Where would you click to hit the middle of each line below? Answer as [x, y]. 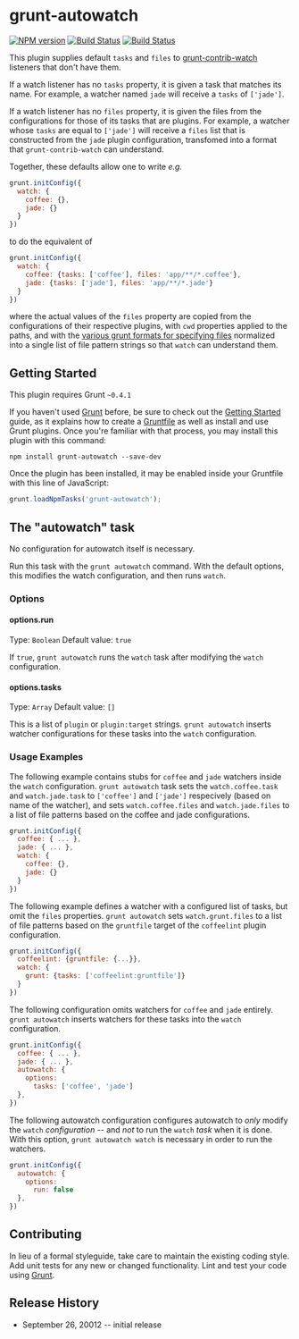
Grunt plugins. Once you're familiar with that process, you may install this [144, 431]
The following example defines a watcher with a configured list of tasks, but [149, 906]
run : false [53, 1190]
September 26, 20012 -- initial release [92, 1325]
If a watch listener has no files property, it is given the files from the [136, 111]
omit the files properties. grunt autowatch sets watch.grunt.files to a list [146, 915]
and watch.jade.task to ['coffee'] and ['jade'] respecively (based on [140, 796]
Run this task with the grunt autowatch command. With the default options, [147, 566]
